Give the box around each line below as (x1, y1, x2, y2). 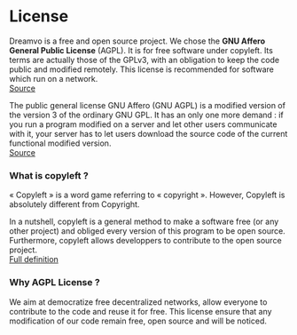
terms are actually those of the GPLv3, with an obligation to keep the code (9, 54, 280, 65)
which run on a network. (9, 73, 98, 84)
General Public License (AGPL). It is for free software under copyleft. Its (9, 44, 273, 55)
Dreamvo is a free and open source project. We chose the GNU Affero (9, 36, 266, 46)
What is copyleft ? (9, 169, 89, 181)
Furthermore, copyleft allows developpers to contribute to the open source (9, 235, 282, 246)
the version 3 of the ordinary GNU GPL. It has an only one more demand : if (9, 109, 284, 120)
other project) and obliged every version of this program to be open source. (9, 226, 285, 236)
